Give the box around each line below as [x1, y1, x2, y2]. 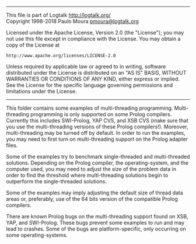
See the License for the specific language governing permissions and [6, 82, 173, 88]
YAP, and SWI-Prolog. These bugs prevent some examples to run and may [6, 219, 185, 226]
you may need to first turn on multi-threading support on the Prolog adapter [6, 135, 188, 142]
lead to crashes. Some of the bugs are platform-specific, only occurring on [6, 225, 186, 232]
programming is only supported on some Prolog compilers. [30, 111, 172, 117]
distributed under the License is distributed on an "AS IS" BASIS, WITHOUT [6, 69, 187, 76]
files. [6, 142, 18, 149]
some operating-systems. [6, 232, 68, 238]
